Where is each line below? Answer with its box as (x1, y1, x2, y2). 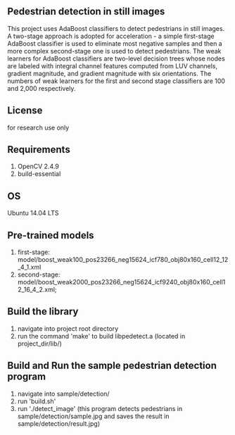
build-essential (17, 170, 61, 178)
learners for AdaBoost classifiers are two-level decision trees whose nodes (7, 54, 225, 63)
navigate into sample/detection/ (17, 389, 110, 398)
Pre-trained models (7, 229, 94, 241)
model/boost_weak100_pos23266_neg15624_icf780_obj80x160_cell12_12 (17, 256, 229, 264)
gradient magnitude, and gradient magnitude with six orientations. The (7, 69, 212, 77)
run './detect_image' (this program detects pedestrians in (17, 404, 183, 412)
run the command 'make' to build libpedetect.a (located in (17, 332, 186, 340)
